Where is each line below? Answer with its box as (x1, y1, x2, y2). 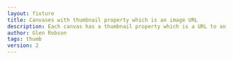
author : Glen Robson (7, 29, 68, 37)
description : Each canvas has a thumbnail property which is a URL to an (7, 23, 227, 30)
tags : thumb (7, 36, 42, 43)
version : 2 (7, 42, 39, 49)
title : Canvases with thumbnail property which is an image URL (7, 17, 198, 23)
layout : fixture (7, 10, 54, 17)
